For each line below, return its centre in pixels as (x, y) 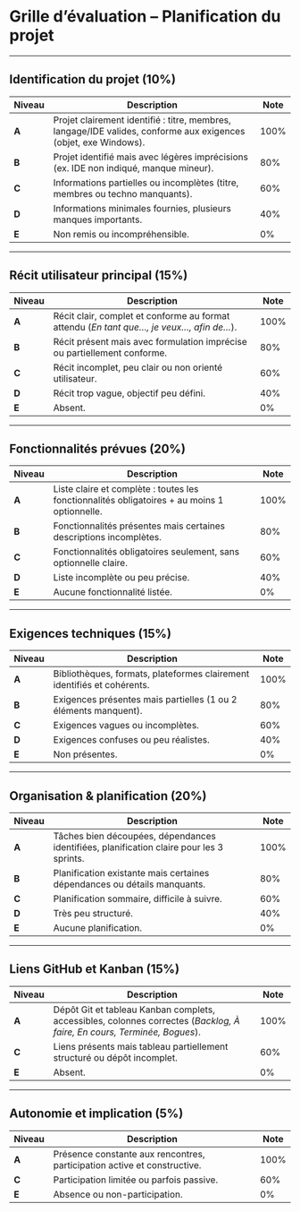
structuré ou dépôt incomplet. (116, 1057)
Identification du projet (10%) (93, 79)
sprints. (69, 859)
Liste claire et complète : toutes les (126, 489)
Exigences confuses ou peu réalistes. (131, 740)
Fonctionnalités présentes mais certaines (139, 526)
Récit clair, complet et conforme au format (142, 315)
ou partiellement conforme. (110, 353)
